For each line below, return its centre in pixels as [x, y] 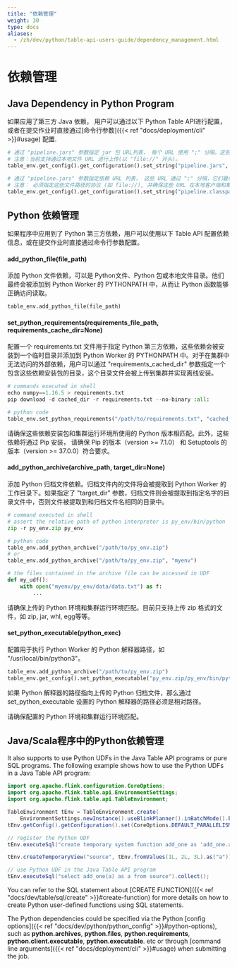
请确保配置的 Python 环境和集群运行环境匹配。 [75, 716]
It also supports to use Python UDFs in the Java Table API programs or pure [117, 758]
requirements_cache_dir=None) [55, 330]
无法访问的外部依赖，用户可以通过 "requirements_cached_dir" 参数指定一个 [117, 364]
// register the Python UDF [49, 838]
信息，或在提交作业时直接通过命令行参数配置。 [75, 242]
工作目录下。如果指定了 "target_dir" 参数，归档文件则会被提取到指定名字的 [115, 493]
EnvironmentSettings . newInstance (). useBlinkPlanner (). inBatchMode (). [124, 818]
